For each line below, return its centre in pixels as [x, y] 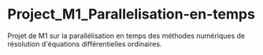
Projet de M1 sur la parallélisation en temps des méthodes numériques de [126, 36]
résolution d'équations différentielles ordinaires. [85, 43]
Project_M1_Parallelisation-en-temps [131, 14]
